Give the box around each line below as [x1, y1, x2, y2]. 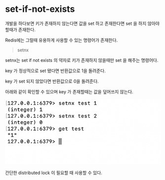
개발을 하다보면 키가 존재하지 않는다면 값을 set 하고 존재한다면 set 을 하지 [5, 20, 147, 26]
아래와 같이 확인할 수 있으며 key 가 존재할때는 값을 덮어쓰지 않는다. [5, 89, 133, 94]
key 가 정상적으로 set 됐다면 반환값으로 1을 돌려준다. [5, 68, 106, 74]
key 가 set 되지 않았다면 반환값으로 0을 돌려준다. [5, 78, 99, 84]
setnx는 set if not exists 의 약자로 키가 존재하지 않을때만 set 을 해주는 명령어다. [5, 57, 159, 63]
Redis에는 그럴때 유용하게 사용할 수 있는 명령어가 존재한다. [5, 37, 118, 43]
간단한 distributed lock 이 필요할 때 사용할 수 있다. [5, 170, 103, 176]
